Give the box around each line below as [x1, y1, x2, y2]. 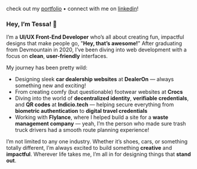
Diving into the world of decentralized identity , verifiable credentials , [14, 95, 189, 102]
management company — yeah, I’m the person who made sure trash [14, 120, 186, 127]
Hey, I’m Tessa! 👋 [6, 20, 57, 28]
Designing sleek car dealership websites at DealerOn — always [14, 76, 174, 83]
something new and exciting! [14, 82, 86, 89]
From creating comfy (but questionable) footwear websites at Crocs [14, 88, 183, 96]
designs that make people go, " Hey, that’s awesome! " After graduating [6, 40, 183, 47]
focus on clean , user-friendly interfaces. [6, 53, 108, 60]
